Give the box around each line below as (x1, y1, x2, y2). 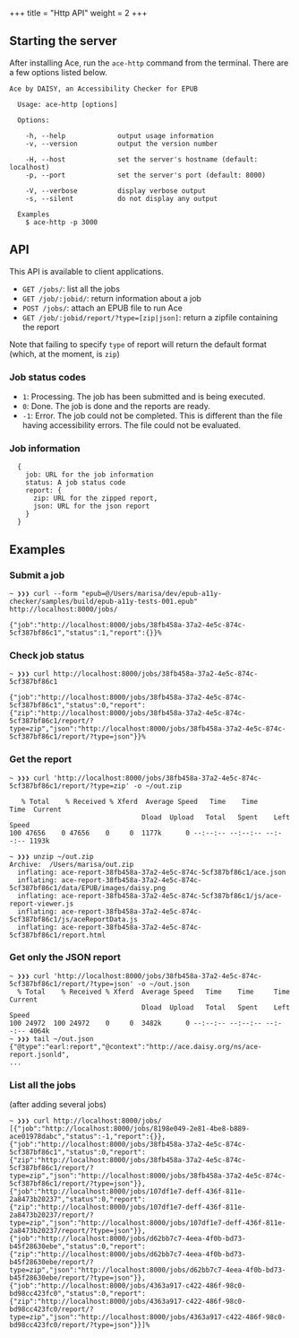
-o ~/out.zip (132, 781, 182, 791)
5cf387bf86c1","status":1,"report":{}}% (9, 628, 163, 637)
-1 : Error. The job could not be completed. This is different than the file (21, 410, 284, 421)
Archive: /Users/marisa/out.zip (9, 860, 134, 869)
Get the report (9, 753, 73, 765)
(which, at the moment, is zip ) (9, 348, 121, 359)
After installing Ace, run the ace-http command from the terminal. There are (9, 57, 289, 68)
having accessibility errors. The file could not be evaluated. (21, 419, 242, 430)
